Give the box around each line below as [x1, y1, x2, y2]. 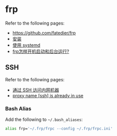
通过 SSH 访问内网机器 [12, 87, 59, 93]
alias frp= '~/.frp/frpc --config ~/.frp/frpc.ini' [5, 126, 113, 131]
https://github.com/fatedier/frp [12, 30, 76, 36]
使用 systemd [12, 42, 40, 48]
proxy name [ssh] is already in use [12, 92, 83, 98]
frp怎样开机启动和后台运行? [12, 48, 69, 54]
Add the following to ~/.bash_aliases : [5, 116, 83, 122]
